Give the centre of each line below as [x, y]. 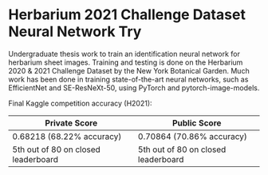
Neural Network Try [75, 32]
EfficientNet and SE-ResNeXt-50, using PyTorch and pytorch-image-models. [134, 87]
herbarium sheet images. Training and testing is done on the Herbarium [126, 62]
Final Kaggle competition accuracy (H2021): [81, 103]
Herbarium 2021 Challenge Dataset [127, 15]
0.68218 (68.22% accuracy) [67, 136]
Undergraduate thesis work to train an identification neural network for [124, 54]
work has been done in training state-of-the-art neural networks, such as [128, 79]
